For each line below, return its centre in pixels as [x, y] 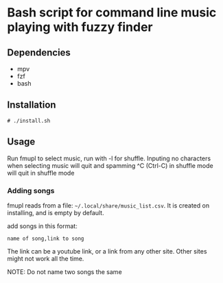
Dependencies [39, 52]
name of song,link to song [46, 238]
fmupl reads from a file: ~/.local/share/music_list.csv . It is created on [108, 205]
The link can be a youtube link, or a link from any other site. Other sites [107, 251]
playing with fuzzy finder [80, 27]
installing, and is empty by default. [56, 212]
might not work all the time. [46, 258]
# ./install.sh [29, 121]
